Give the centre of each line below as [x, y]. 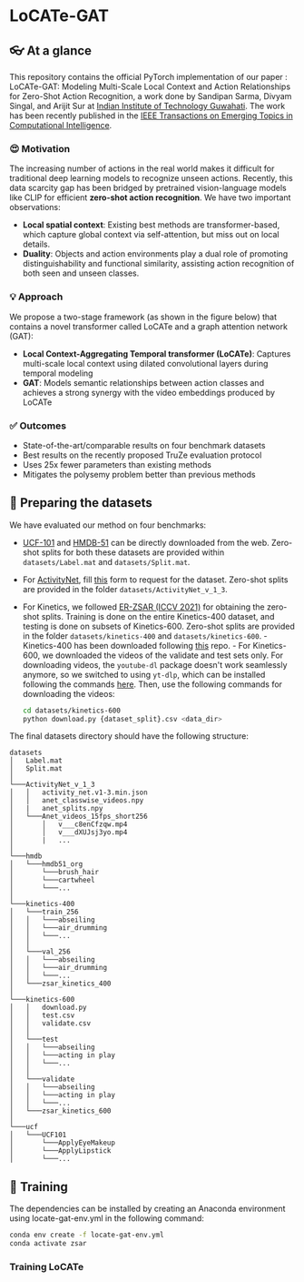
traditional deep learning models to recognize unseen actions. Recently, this [151, 178]
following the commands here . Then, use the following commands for [152, 684]
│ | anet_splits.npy [56, 809]
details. [36, 244]
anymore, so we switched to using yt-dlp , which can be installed [144, 674]
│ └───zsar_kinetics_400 [60, 984]
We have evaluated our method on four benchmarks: [108, 525]
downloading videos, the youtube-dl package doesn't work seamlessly [155, 664]
